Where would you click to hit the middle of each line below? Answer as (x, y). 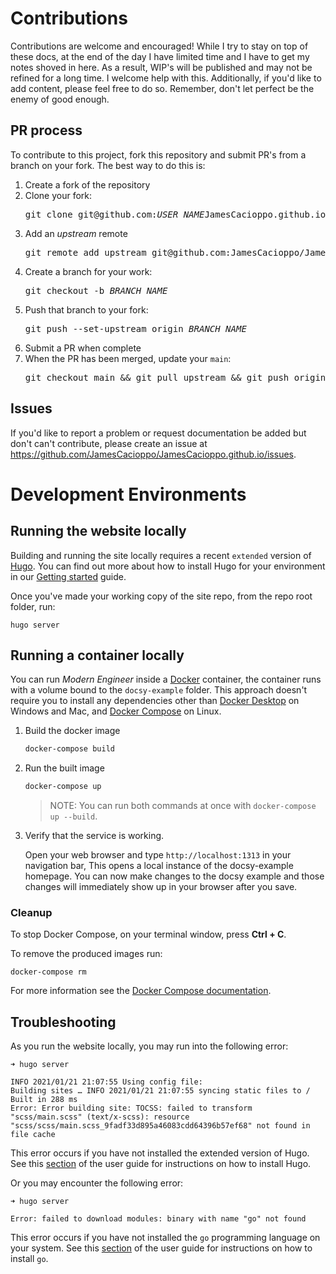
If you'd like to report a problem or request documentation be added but (158, 433)
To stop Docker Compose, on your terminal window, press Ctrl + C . (148, 934)
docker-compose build (69, 749)
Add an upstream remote (76, 233)
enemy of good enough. (60, 99)
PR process (46, 130)
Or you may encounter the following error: (97, 1183)
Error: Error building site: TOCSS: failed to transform (131, 1108)
